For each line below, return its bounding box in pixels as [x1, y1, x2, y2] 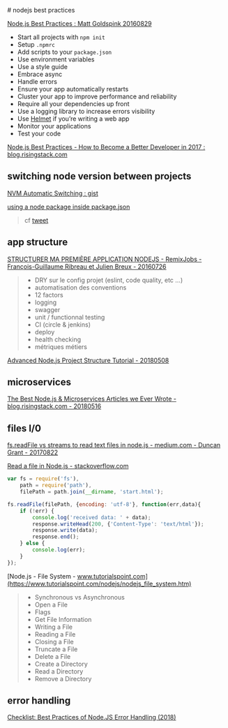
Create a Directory [34, 660, 89, 668]
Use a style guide [17, 63, 68, 70]
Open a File [34, 600, 68, 609]
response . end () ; [32, 533, 79, 540]
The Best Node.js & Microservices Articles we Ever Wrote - [7, 394, 176, 403]
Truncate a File [34, 645, 78, 653]
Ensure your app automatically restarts [17, 85, 129, 93]
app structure [7, 237, 68, 248]
